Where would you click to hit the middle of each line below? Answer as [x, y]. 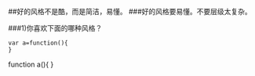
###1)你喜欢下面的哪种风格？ [55, 28]
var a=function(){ [38, 43]
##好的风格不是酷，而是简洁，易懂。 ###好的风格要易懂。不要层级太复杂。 [130, 11]
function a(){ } [31, 64]
